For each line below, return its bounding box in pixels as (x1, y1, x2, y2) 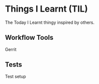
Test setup (5, 73, 26, 79)
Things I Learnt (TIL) (5, 3, 88, 15)
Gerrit (5, 46, 17, 52)
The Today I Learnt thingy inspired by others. (5, 19, 95, 25)
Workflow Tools (5, 34, 54, 42)
